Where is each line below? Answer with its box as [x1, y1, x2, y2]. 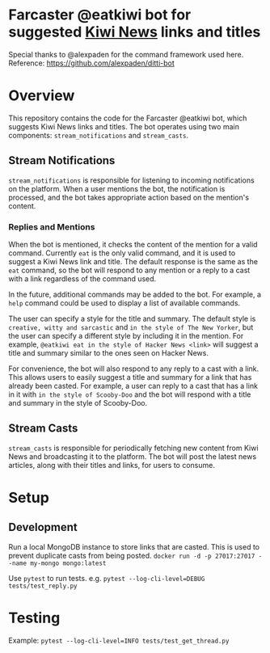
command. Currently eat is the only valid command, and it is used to [8, 248, 236, 258]
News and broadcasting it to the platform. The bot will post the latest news [8, 451, 257, 461]
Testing [8, 609, 61, 627]
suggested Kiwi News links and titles [8, 23, 261, 41]
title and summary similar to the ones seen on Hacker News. [8, 348, 209, 357]
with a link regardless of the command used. [8, 273, 157, 284]
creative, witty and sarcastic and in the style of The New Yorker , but [8, 322, 254, 332]
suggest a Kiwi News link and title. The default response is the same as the [8, 256, 259, 266]
